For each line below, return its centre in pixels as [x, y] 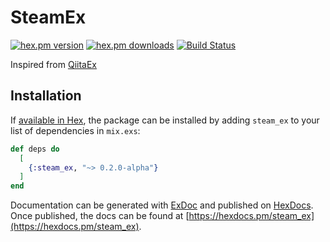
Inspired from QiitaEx [53, 64]
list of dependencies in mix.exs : [75, 130]
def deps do [35, 149]
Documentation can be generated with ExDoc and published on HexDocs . [162, 205]
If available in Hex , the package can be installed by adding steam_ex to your [165, 120]
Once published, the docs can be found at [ [100, 216]
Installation [46, 96]
